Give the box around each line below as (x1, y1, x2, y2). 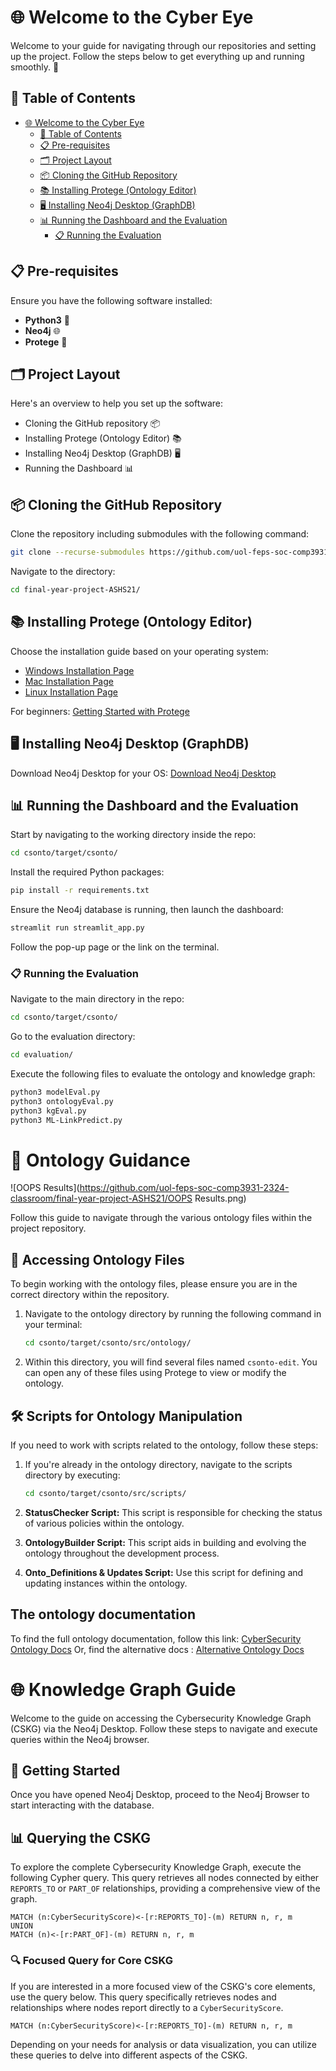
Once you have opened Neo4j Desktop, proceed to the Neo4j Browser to (10, 1789, 310, 1801)
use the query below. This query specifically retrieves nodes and (10, 1991, 277, 2003)
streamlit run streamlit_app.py (10, 923, 145, 933)
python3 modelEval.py (10, 1087, 101, 1098)
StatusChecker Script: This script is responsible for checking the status (24, 1506, 323, 1518)
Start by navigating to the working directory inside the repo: (10, 829, 257, 841)
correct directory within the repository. (10, 1289, 170, 1301)
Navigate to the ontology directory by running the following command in (24, 1308, 322, 1320)
